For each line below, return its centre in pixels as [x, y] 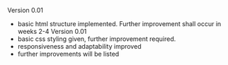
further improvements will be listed [68, 54]
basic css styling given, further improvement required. [97, 39]
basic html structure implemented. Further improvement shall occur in [119, 24]
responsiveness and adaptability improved [79, 46]
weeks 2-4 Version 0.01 [52, 31]
